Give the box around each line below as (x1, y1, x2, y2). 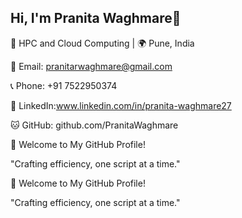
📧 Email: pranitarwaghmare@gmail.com (10, 60, 173, 72)
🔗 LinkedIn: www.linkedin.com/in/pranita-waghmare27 (10, 99, 232, 111)
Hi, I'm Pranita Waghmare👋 (10, 10, 182, 27)
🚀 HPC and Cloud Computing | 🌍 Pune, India (10, 37, 195, 49)
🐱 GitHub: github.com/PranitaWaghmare (10, 119, 179, 131)
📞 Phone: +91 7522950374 (10, 79, 118, 91)
